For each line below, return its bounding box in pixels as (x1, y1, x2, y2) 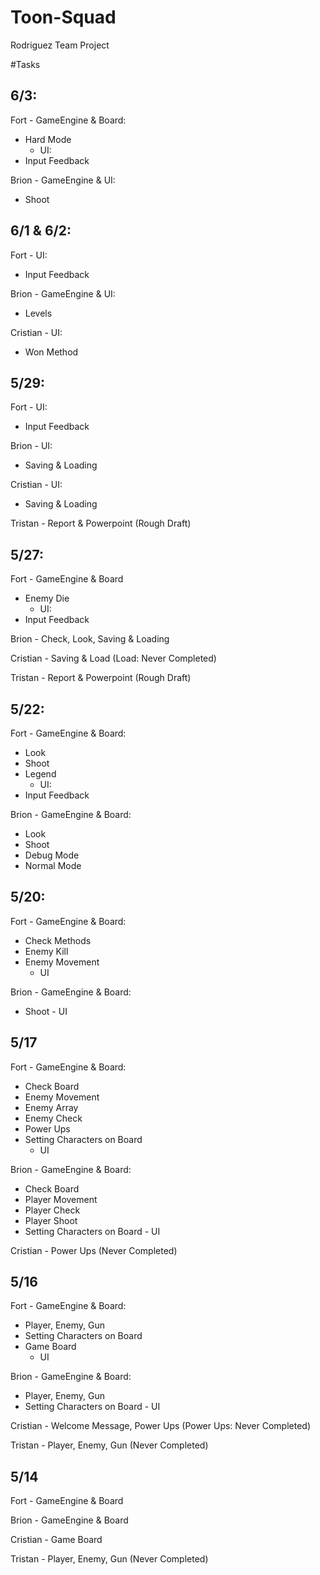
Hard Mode (24, 133, 72, 145)
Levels (24, 307, 53, 319)
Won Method (24, 346, 79, 358)
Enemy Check (24, 1112, 83, 1124)
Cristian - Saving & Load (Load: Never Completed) (10, 652, 217, 665)
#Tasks (10, 58, 41, 70)
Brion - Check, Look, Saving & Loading (10, 633, 170, 645)
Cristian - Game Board (10, 1534, 103, 1546)
